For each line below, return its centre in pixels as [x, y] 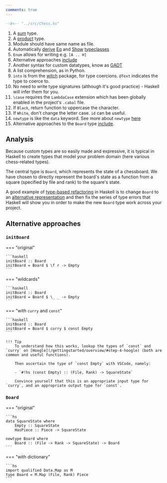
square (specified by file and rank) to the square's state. [63, 182]
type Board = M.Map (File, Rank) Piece [47, 475]
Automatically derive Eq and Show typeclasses [61, 49]
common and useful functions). [38, 355]
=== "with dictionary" [28, 457]
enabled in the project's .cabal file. [49, 102]
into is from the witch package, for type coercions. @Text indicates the [85, 76]
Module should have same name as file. [54, 44]
